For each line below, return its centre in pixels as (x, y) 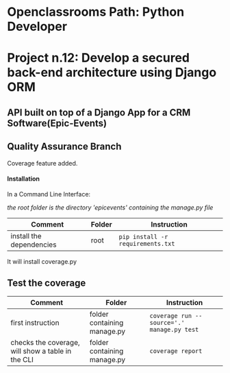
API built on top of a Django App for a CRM (99, 112)
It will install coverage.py (42, 261)
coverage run (171, 316)
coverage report (176, 351)
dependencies (34, 245)
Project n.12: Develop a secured (99, 58)
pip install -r (143, 237)
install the (26, 236)
